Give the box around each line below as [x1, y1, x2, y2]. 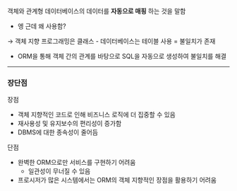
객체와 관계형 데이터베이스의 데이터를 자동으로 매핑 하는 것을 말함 [7, 7, 186, 15]
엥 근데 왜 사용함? [17, 22, 66, 30]
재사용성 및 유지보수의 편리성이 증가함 [17, 120, 122, 128]
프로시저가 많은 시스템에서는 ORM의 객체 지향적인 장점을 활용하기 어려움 [17, 176, 217, 185]
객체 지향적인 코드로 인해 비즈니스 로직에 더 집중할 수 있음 [17, 110, 176, 119]
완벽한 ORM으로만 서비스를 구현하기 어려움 [17, 158, 136, 167]
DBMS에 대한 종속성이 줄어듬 [17, 128, 99, 137]
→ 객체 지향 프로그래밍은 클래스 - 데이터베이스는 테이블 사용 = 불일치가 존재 [7, 37, 216, 45]
